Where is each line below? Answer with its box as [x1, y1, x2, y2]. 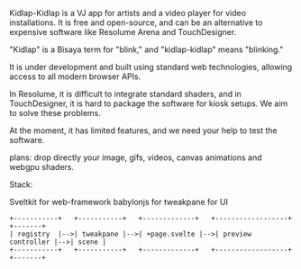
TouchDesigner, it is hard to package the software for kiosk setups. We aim [9, 98, 288, 109]
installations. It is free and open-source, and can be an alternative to [9, 17, 263, 28]
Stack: [9, 179, 33, 190]
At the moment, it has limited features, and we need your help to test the [9, 125, 278, 136]
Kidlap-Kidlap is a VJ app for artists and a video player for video [9, 8, 246, 18]
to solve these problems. [9, 108, 102, 118]
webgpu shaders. [9, 162, 75, 172]
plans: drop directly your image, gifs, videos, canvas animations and [9, 152, 263, 163]
